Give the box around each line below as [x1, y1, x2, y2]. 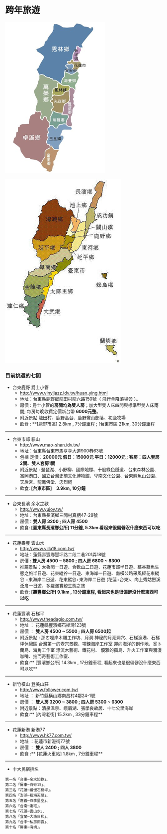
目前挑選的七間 [5, 372, 41, 379]
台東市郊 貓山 [12, 436, 40, 442]
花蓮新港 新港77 [12, 727, 45, 733]
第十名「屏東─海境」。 [5, 825, 43, 830]
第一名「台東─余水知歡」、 [5, 777, 50, 782]
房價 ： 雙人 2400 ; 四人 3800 [19, 745, 82, 751]
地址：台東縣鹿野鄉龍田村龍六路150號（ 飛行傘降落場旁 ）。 [19, 396, 141, 402]
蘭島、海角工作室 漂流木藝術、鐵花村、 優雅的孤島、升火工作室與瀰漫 [19, 647, 162, 653]
